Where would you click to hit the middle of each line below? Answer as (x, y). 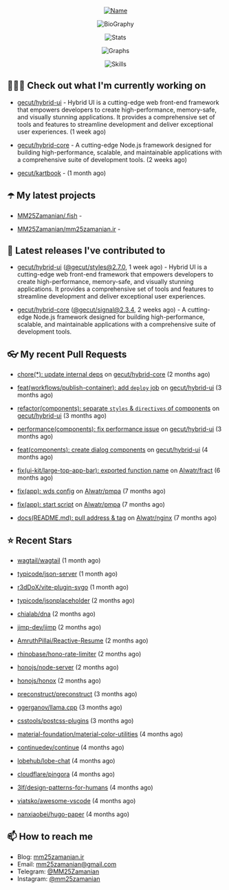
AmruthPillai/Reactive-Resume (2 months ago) (83, 640)
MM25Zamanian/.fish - (50, 215)
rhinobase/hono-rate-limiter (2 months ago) (79, 654)
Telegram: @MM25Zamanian (58, 871)
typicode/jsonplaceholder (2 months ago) (76, 600)
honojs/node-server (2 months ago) (68, 667)
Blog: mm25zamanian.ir (51, 857)
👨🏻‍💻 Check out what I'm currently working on (107, 86)
